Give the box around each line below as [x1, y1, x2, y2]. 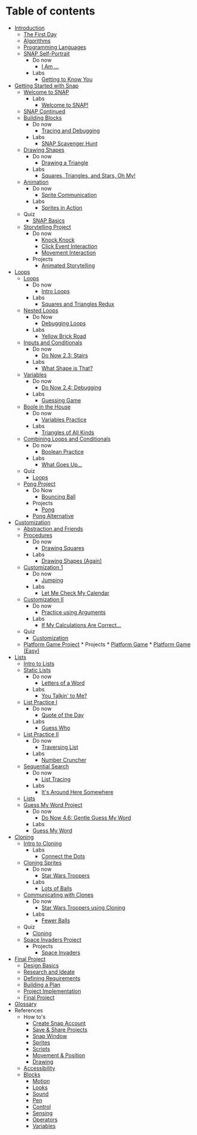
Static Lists [23, 666, 51, 673]
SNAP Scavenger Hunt [41, 140, 98, 147]
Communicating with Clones [23, 891, 94, 898]
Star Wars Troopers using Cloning [41, 904, 126, 911]
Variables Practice [41, 416, 87, 423]
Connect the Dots [41, 852, 86, 859]
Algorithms [23, 37, 51, 44]
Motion [32, 1077, 51, 1084]
